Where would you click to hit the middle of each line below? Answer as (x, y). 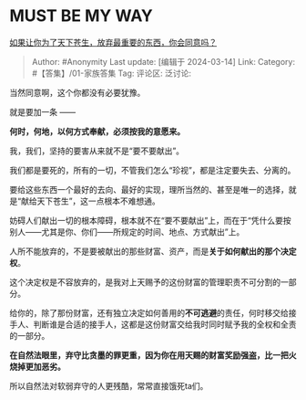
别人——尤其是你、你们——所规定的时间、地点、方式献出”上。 (127, 232)
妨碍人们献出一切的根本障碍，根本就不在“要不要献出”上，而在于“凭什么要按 (150, 220)
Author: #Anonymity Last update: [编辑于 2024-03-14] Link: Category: (163, 61)
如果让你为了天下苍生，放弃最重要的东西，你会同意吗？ (113, 42)
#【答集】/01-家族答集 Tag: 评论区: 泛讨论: (112, 73)
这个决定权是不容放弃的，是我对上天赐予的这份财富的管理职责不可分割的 (145, 282)
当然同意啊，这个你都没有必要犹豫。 (77, 92)
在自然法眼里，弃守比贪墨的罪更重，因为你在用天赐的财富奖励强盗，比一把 (149, 355)
